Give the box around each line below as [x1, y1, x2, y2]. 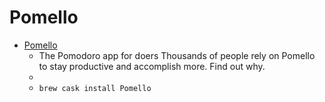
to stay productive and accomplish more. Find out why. [38, 60, 266, 72]
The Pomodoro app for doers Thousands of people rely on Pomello [38, 49, 316, 61]
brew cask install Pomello [38, 83, 152, 93]
